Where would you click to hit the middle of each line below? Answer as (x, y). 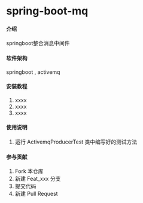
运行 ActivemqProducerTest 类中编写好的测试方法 (76, 142)
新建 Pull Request (36, 194)
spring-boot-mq (47, 11)
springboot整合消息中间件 (38, 43)
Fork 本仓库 (29, 171)
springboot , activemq (33, 72)
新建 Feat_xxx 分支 (38, 179)
